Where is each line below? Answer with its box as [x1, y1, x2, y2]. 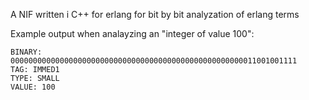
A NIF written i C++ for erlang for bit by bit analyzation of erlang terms [10, 9, 300, 20]
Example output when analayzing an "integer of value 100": [10, 28, 255, 39]
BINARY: [10, 47, 43, 57]
